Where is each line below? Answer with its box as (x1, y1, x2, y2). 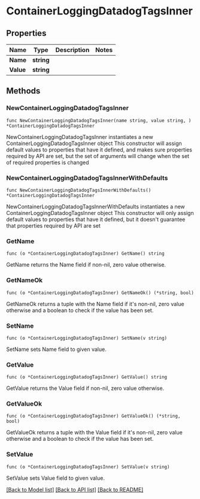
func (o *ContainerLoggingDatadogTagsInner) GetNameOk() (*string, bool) (6, 289, 195, 296)
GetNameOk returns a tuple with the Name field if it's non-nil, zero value (6, 300, 184, 307)
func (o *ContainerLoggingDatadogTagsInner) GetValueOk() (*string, (6, 413, 181, 419)
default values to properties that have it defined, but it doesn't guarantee (6, 216, 186, 223)
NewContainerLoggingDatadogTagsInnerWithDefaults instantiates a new (6, 202, 186, 210)
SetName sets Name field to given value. (6, 346, 107, 353)
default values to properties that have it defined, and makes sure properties (6, 146, 193, 153)
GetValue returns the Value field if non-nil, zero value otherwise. (6, 385, 165, 392)
